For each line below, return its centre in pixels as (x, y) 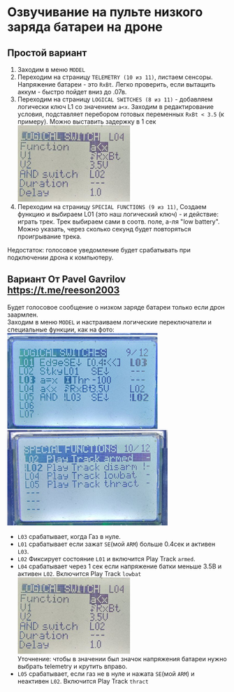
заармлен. (23, 315)
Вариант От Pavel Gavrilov (67, 279)
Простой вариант (47, 53)
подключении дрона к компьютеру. (60, 257)
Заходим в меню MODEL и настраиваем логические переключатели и (109, 322)
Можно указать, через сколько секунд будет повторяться (104, 229)
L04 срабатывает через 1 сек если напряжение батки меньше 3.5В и (119, 566)
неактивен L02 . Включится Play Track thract (83, 681)
